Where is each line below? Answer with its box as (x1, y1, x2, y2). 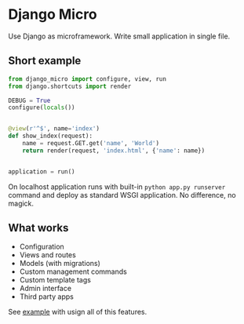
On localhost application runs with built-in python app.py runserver (8, 182, 226, 191)
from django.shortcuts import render (8, 82, 132, 90)
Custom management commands (19, 267, 127, 276)
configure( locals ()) (8, 104, 76, 111)
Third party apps (19, 292, 75, 301)
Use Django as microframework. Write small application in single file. (8, 31, 231, 41)
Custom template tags (19, 275, 92, 285)
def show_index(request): (8, 132, 93, 140)
